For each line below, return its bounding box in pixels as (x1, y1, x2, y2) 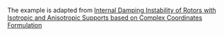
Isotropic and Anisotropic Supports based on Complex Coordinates (7, 13, 203, 22)
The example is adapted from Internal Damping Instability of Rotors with (7, 6, 217, 14)
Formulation (7, 21, 42, 29)
